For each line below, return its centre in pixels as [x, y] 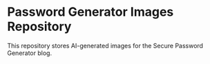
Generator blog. [30, 53]
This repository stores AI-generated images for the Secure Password [105, 45]
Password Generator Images [90, 12]
